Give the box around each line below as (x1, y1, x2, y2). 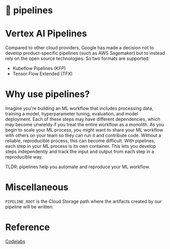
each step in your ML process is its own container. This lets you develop (5, 143, 156, 149)
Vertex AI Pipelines (5, 28, 87, 40)
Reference (5, 222, 50, 233)
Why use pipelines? (5, 88, 90, 100)
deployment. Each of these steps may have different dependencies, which (5, 116, 161, 122)
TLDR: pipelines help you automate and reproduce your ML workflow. (5, 164, 151, 170)
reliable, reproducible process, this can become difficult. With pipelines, (5, 138, 156, 144)
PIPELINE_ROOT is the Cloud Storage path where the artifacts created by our (5, 198, 162, 204)
